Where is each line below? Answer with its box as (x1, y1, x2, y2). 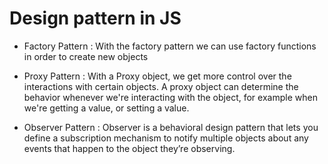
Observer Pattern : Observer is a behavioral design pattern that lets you (23, 121, 319, 133)
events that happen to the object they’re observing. (23, 142, 236, 154)
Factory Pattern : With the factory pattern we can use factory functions (23, 40, 317, 52)
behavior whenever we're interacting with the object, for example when (23, 91, 318, 103)
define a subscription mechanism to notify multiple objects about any (23, 132, 309, 144)
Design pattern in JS (9, 7, 182, 30)
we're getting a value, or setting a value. (23, 102, 190, 114)
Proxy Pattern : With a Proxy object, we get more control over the (23, 70, 292, 82)
